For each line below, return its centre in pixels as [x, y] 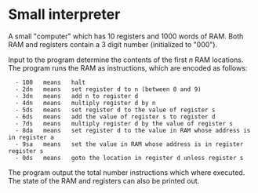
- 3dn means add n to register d [77, 96]
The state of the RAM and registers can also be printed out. [104, 180]
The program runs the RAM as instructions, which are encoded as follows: [128, 67]
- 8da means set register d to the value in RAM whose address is [133, 130]
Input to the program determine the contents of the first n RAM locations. [126, 60]
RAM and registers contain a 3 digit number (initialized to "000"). [113, 44]
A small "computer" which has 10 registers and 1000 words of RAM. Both [126, 36]
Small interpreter [64, 15]
